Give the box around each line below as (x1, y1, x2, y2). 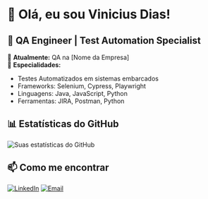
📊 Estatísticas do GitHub (7, 118, 119, 130)
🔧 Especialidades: (7, 61, 61, 69)
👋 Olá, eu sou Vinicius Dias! (7, 6, 171, 23)
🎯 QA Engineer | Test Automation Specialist (7, 35, 201, 47)
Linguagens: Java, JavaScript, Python (17, 90, 128, 97)
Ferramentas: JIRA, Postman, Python (17, 97, 125, 105)
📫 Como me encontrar (7, 162, 109, 174)
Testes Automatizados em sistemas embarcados (17, 74, 159, 83)
